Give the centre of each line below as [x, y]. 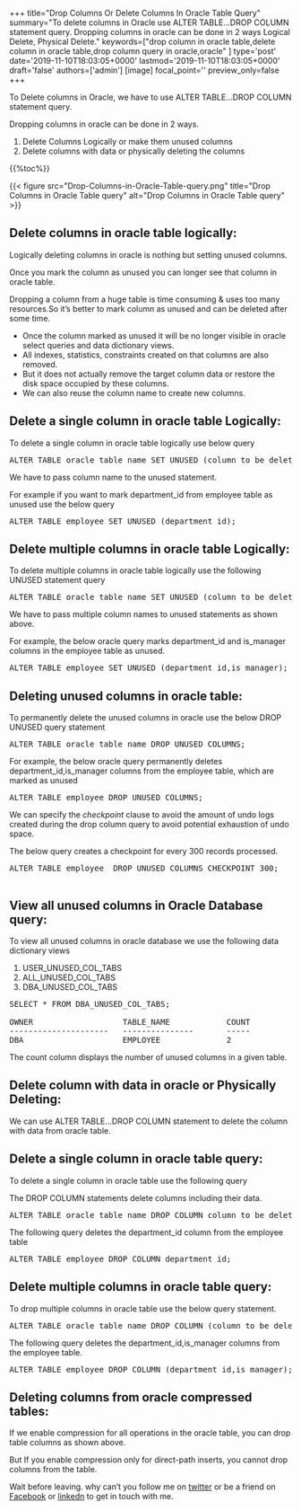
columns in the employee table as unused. [87, 651]
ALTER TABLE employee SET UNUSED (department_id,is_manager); [149, 668]
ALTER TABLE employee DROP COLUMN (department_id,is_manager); [151, 1369]
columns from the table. [53, 1470]
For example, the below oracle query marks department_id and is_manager [148, 641]
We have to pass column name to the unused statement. [113, 477]
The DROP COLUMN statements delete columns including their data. [136, 1197]
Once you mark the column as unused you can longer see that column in [143, 272]
